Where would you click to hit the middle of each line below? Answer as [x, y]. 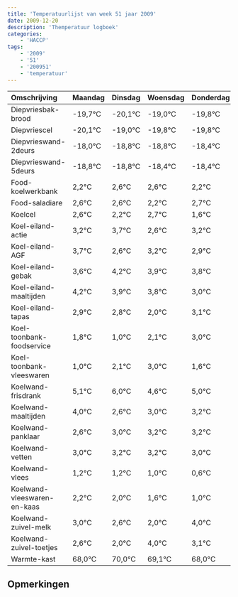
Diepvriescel [32, 130]
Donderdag [210, 97]
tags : [15, 47]
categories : [25, 34]
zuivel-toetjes [34, 547]
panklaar [25, 436]
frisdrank [26, 395]
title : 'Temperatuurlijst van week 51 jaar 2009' [82, 14]
